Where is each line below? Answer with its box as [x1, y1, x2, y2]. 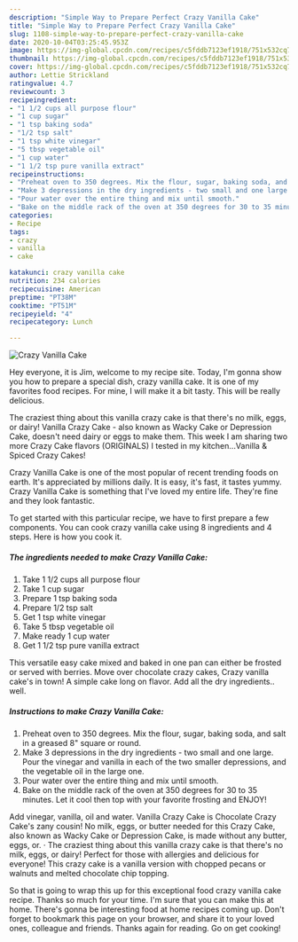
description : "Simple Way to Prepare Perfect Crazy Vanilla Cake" [9, 12, 260, 22]
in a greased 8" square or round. [21, 738, 142, 749]
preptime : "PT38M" [9, 293, 77, 302]
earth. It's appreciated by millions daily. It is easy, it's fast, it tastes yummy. [9, 476, 282, 488]
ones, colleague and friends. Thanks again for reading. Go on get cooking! [9, 923, 281, 934]
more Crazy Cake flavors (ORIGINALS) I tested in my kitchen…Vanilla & [9, 441, 268, 451]
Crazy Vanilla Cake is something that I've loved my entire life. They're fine [9, 486, 278, 497]
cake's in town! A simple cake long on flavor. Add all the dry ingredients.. [9, 676, 275, 687]
